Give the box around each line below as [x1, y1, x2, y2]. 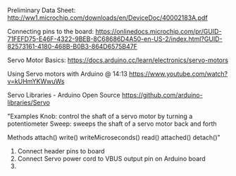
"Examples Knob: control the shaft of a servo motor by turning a [7, 112, 193, 120]
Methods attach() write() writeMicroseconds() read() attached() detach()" [7, 134, 221, 141]
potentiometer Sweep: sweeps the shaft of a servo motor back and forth [7, 119, 217, 128]
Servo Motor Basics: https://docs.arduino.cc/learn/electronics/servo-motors [7, 56, 229, 64]
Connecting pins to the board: [7, 28, 94, 35]
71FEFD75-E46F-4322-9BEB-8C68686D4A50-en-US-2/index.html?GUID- [7, 35, 223, 43]
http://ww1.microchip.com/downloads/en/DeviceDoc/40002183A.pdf [7, 13, 208, 22]
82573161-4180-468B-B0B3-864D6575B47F [7, 42, 137, 50]
